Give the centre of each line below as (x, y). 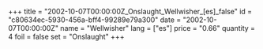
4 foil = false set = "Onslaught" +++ (66, 36)
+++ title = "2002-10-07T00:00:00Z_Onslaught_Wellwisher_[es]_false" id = (130, 11)
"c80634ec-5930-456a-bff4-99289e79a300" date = (95, 20)
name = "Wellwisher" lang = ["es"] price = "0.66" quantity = (158, 28)
